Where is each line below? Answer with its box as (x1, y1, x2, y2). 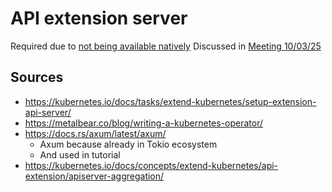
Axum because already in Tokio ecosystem (39, 138, 218, 150)
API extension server (10, 7, 188, 30)
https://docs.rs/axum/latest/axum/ (24, 127, 167, 139)
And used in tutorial (39, 148, 121, 161)
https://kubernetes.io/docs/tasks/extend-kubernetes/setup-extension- (24, 95, 317, 107)
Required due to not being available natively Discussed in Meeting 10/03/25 (10, 40, 322, 52)
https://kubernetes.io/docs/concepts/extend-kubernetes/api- (24, 159, 279, 171)
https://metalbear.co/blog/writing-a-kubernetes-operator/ (24, 117, 264, 129)
